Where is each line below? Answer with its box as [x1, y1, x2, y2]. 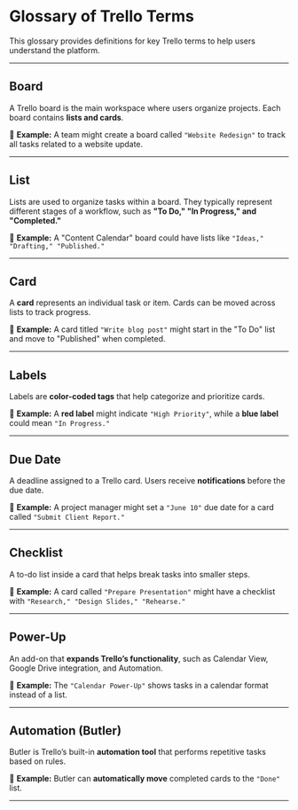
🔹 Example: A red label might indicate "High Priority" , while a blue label [9, 408, 279, 419]
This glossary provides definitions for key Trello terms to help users [9, 35, 255, 46]
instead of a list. [9, 689, 68, 700]
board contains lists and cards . [9, 112, 124, 122]
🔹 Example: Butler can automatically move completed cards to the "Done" [9, 774, 281, 784]
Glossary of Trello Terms [9, 6, 195, 27]
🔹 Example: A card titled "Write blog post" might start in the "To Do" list [9, 324, 276, 334]
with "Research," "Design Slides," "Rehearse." [9, 595, 186, 606]
